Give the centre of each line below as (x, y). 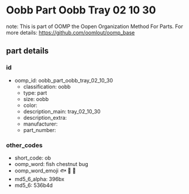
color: (30, 105)
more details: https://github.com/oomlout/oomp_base (71, 32)
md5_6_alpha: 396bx (39, 179)
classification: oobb (47, 86)
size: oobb (36, 99)
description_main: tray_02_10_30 (62, 111)
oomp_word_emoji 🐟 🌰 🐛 (45, 171)
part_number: (39, 130)
